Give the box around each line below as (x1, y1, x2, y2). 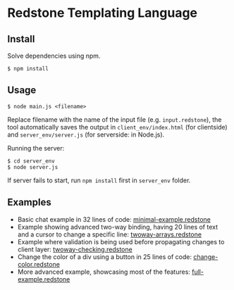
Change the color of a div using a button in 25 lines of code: (17, 252, 192, 261)
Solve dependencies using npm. (7, 51, 101, 60)
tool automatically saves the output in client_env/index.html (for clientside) (7, 122, 228, 131)
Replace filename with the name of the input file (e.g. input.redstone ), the (7, 115, 222, 124)
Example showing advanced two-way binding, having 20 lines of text (17, 222, 218, 231)
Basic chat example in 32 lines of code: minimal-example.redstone (17, 215, 211, 223)
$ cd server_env (7, 157, 55, 165)
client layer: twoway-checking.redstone (17, 245, 133, 253)
